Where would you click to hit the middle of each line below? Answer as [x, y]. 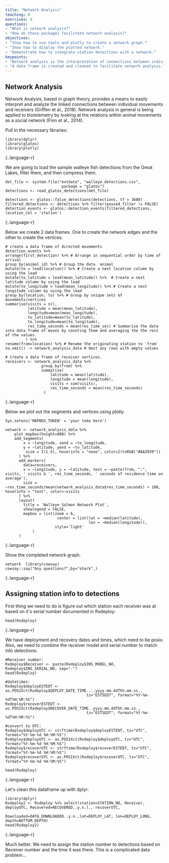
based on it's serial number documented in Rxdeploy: [60, 611]
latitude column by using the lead [43, 282]
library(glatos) [22, 144]
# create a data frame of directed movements [54, 246]
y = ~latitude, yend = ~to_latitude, [63, 447]
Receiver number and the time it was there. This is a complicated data [77, 849]
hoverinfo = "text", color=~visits [43, 491]
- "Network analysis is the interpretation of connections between [77, 62]
